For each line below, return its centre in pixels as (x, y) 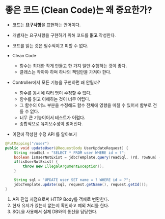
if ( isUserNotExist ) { (36, 162)
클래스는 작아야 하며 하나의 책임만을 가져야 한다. (65, 72)
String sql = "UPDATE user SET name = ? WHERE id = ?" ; (72, 180)
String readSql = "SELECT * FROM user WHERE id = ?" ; (70, 153)
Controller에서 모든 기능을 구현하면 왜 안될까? (56, 82)
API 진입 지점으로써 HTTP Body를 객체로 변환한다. (61, 199)
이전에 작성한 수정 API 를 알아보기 (44, 134)
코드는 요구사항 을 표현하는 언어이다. (46, 25)
